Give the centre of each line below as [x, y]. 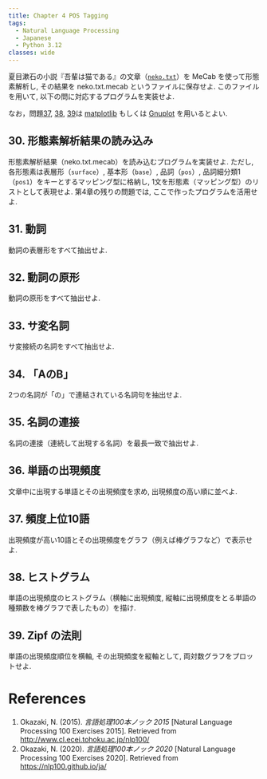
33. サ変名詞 [39, 325]
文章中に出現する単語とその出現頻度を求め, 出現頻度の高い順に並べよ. [123, 491]
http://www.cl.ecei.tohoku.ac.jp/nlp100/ [84, 740]
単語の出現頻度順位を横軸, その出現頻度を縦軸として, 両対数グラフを [120, 656]
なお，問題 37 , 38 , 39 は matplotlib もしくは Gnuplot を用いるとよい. [118, 113]
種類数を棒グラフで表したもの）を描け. [73, 608]
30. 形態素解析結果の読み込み [81, 141]
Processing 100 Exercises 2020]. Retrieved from [99, 758]
